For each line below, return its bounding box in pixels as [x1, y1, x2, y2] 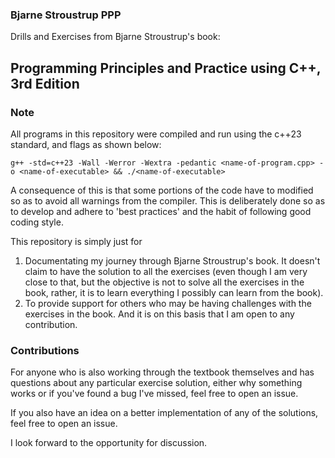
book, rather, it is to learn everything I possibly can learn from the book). [24, 286, 324, 298]
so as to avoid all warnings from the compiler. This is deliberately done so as [10, 194, 326, 207]
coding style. [10, 216, 64, 228]
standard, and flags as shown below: [10, 138, 162, 150]
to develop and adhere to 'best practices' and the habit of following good [10, 205, 312, 217]
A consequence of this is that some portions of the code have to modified [10, 184, 314, 196]
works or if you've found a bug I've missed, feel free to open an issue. [10, 388, 299, 400]
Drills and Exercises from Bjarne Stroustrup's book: [10, 31, 221, 43]
